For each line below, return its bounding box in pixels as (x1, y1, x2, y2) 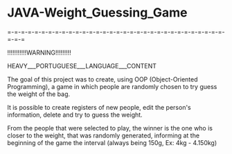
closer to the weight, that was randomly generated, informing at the (7, 131, 199, 139)
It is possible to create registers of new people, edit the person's (7, 103, 192, 111)
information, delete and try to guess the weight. (7, 110, 143, 119)
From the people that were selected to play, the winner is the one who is (7, 124, 213, 132)
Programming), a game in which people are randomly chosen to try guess (7, 82, 217, 90)
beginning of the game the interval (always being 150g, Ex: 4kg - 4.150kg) (7, 138, 217, 146)
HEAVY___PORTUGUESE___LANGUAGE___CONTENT (7, 61, 157, 70)
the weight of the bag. (7, 90, 71, 98)
